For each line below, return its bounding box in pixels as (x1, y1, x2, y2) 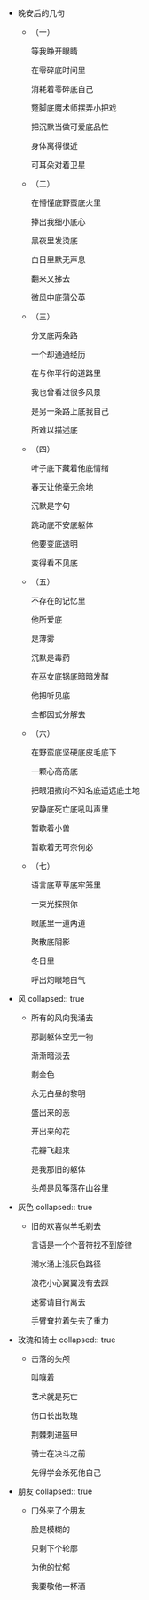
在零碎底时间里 (30, 65, 86, 75)
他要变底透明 (30, 539, 78, 548)
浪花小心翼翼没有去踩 (30, 1278, 109, 1288)
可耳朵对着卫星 (30, 160, 86, 169)
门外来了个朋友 (30, 1505, 86, 1515)
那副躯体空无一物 (30, 1031, 94, 1042)
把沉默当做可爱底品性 (30, 121, 109, 132)
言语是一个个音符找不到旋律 (30, 1240, 133, 1250)
